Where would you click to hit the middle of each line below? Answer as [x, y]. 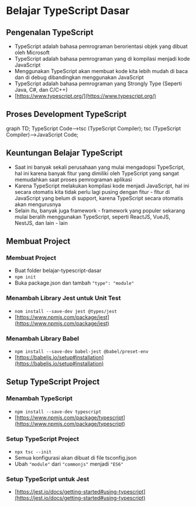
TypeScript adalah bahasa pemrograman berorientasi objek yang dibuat [101, 46]
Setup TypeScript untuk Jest [48, 479]
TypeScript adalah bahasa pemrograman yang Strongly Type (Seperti [98, 84]
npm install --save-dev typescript [58, 412]
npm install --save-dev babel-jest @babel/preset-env [81, 352]
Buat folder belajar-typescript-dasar [58, 270]
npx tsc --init [33, 452]
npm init [25, 277]
